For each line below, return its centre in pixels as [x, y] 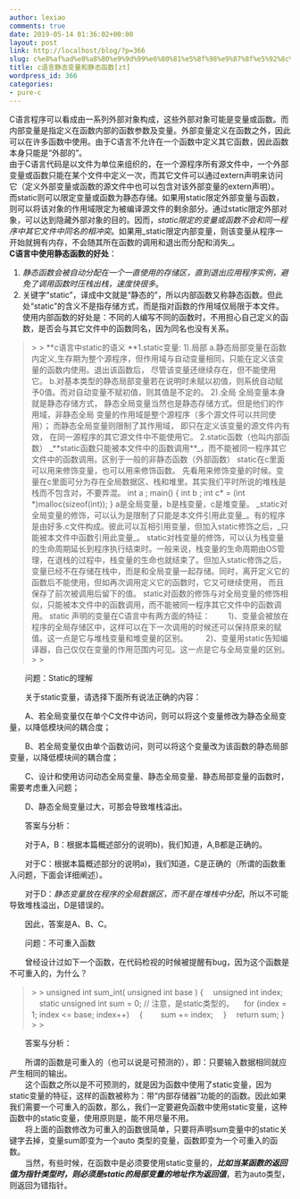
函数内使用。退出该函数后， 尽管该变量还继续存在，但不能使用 [162, 370]
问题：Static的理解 [59, 677]
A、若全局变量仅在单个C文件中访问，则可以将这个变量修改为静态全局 [151, 716]
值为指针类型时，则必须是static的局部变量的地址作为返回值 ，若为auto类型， [150, 1174]
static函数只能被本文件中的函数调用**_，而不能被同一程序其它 [174, 447]
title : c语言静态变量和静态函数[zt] [70, 68]
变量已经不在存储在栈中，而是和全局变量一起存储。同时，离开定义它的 [160, 571]
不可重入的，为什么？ [48, 973]
